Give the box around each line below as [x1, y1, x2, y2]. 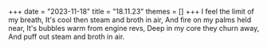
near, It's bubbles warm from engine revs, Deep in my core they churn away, [8, 24, 260, 32]
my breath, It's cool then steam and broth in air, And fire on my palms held [8, 15, 252, 24]
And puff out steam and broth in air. [8, 32, 125, 41]
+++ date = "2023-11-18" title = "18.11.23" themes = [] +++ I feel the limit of [8, 7, 255, 16]
